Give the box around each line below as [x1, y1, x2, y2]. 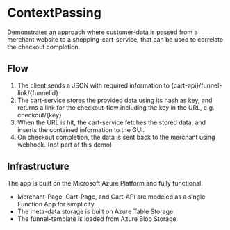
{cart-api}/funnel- [171, 81, 222, 90]
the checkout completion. [7, 42, 81, 51]
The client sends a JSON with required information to [17, 81, 170, 90]
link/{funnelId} [17, 88, 59, 97]
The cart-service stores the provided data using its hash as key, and [17, 96, 213, 104]
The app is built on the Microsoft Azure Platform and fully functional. [7, 179, 203, 187]
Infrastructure [7, 161, 69, 172]
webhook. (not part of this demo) [17, 140, 113, 149]
